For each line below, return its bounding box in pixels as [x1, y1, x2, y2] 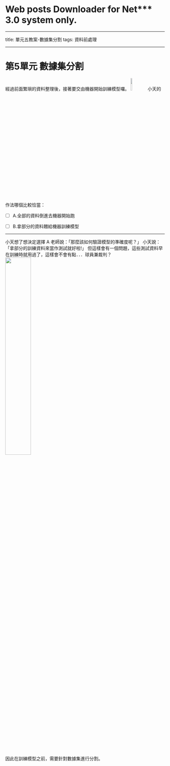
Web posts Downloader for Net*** [5, 4, 153, 15]
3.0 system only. [5, 14, 77, 26]
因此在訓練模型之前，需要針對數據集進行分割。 [5, 755, 103, 761]
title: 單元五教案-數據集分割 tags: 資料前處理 [5, 36, 97, 42]
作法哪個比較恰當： [5, 201, 46, 208]
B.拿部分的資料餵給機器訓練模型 [12, 223, 79, 229]
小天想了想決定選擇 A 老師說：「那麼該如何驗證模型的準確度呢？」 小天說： [5, 239, 161, 245]
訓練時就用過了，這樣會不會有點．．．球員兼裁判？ [9, 251, 112, 258]
